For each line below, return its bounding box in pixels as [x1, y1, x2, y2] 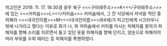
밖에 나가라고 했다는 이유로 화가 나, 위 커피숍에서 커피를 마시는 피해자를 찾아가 [5, 23, 157, 29]
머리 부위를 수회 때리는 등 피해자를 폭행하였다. [5, 35, 95, 41]
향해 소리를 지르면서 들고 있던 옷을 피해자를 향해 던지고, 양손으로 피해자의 [18, 29, 161, 35]
